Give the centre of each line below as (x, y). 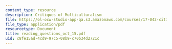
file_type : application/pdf (35, 24)
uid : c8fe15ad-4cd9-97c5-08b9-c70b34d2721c (52, 39)
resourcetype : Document (31, 29)
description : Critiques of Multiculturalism (53, 15)
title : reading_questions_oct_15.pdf (46, 34)
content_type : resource (31, 10)
